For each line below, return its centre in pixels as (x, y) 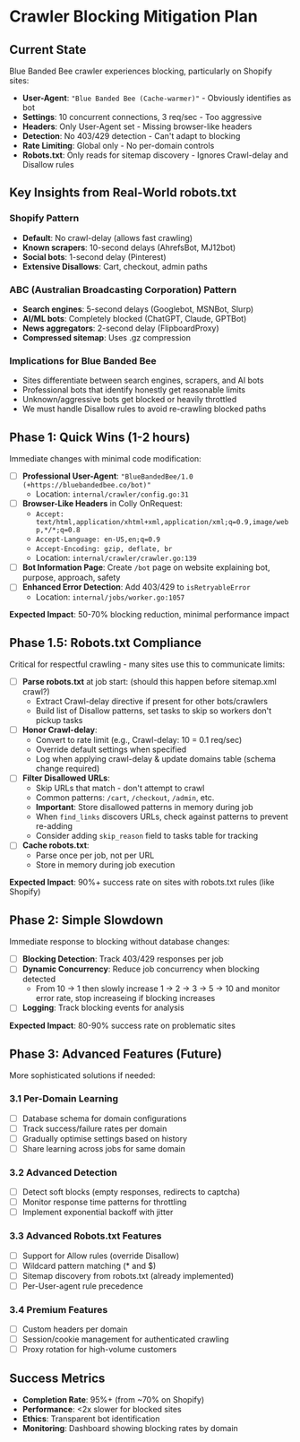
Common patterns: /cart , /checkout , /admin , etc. (125, 798)
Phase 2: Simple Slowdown (86, 920)
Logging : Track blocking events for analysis (103, 1008)
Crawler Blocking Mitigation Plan (133, 17)
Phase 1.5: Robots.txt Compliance (106, 643)
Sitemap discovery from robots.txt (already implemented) (128, 1275)
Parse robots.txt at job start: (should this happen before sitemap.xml (150, 682)
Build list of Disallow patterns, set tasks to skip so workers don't (154, 711)
